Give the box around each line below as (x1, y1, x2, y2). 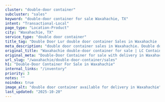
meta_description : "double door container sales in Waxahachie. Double (5, 44, 155, 49)
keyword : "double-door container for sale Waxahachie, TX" (5, 16, 129, 21)
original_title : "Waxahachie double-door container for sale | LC (5, 48, 144, 53)
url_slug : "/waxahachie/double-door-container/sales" (5, 57, 118, 62)
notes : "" (5, 76, 26, 80)
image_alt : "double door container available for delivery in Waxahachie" (5, 84, 162, 90)
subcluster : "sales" (5, 12, 48, 17)
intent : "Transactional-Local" (5, 21, 69, 26)
